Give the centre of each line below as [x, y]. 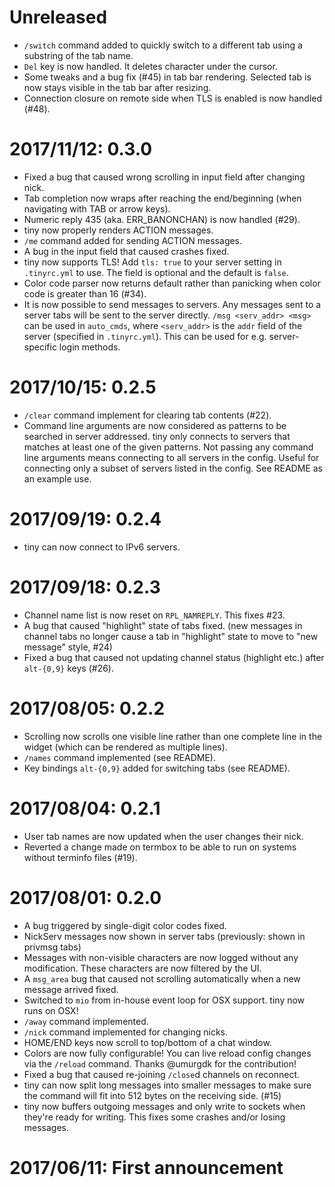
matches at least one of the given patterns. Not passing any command [168, 447]
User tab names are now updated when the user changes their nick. [163, 836]
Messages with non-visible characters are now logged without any [161, 957]
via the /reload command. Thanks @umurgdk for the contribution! [160, 1063]
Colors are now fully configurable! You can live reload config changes [167, 1053]
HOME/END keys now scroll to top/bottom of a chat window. [147, 1042]
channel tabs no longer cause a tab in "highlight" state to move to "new [171, 636]
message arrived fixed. [71, 989]
